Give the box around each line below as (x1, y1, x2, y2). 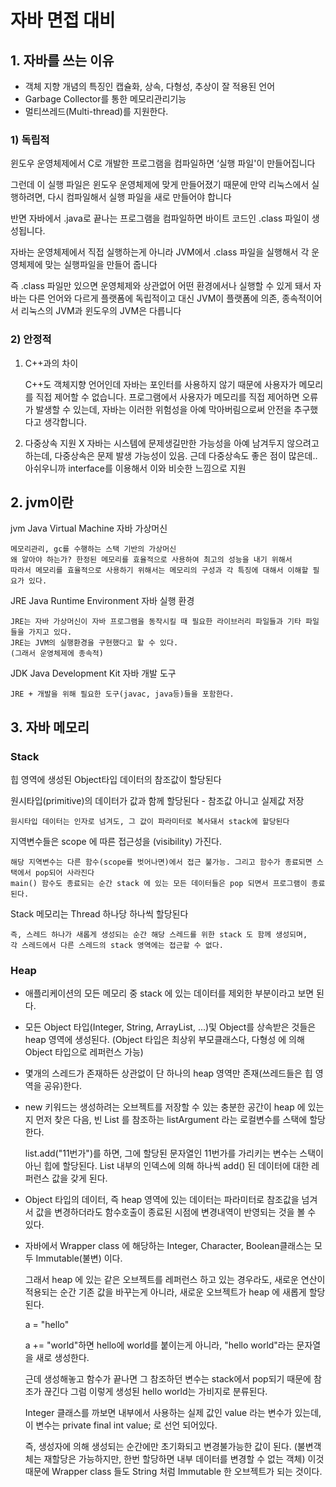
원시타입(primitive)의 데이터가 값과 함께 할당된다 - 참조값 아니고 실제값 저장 (10, 795, 305, 807)
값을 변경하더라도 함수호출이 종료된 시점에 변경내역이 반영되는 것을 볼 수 (35, 1206, 317, 1218)
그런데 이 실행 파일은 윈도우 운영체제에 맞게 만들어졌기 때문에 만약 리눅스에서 (10, 179, 310, 191)
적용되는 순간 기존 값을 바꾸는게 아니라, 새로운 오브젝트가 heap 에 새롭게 (24, 1286, 307, 1298)
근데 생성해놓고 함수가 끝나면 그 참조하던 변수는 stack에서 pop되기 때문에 (24, 1373, 312, 1385)
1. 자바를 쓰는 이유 (10, 52, 115, 69)
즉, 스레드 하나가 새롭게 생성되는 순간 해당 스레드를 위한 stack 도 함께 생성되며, (10, 930, 308, 940)
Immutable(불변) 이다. (35, 1252, 123, 1265)
